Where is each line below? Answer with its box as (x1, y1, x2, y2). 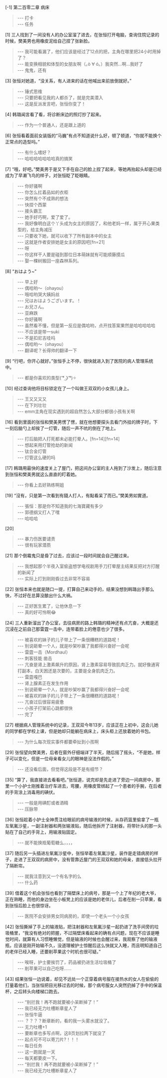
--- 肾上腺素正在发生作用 (17, 680, 69, 686)
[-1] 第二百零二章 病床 (5, 4, 50, 10)
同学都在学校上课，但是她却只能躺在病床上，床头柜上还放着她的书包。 (9, 728, 153, 734)
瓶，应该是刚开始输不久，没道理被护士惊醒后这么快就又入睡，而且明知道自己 (5, 943, 162, 948)
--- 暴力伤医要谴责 (17, 536, 56, 541)
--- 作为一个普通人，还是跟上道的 (17, 122, 86, 128)
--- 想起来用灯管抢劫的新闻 (17, 442, 73, 448)
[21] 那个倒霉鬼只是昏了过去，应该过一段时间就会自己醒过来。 (5, 552, 132, 558)
